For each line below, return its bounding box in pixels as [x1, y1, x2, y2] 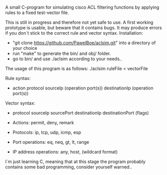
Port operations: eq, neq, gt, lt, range [12, 139, 90, 145]
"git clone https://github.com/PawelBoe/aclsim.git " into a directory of [12, 40, 156, 46]
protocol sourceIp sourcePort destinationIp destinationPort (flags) [12, 110, 149, 116]
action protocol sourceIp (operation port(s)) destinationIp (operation [12, 85, 153, 91]
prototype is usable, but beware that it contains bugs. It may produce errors [5, 25, 162, 31]
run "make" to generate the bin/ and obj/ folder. [12, 50, 111, 56]
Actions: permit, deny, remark [12, 120, 74, 125]
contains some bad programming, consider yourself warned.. [5, 164, 132, 170]
